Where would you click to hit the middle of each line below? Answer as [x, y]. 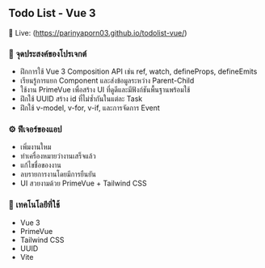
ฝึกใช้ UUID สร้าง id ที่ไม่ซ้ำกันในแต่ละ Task [81, 99]
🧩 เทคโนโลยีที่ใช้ [34, 205]
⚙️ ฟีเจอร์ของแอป [35, 130]
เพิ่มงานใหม [36, 147]
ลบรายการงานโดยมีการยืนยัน [58, 174]
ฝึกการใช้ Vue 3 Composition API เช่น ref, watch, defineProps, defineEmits [139, 71]
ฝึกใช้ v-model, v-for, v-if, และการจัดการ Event [90, 108]
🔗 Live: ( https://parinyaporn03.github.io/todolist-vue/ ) [98, 32]
